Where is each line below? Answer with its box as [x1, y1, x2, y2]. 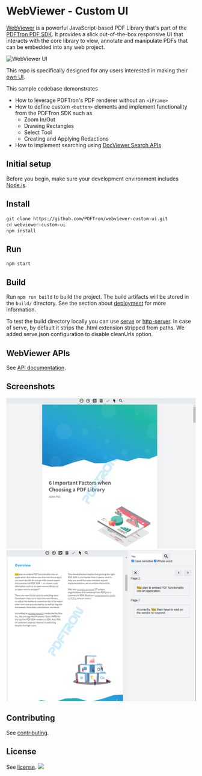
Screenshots [6, 381, 55, 392]
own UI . [6, 73, 26, 80]
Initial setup [6, 159, 52, 170]
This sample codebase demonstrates [6, 84, 98, 92]
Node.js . [6, 181, 27, 188]
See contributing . [6, 729, 49, 736]
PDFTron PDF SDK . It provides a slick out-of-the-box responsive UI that [6, 30, 183, 37]
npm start [6, 261, 31, 267]
